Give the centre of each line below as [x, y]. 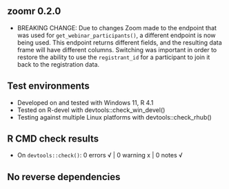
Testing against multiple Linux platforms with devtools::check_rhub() [114, 117]
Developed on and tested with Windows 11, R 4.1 [85, 102]
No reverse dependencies [64, 177]
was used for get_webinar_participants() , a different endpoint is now [116, 35]
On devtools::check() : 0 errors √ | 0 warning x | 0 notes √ [100, 155]
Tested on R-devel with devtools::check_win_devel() [91, 110]
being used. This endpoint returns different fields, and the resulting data [119, 42]
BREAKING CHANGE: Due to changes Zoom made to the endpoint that [117, 27]
